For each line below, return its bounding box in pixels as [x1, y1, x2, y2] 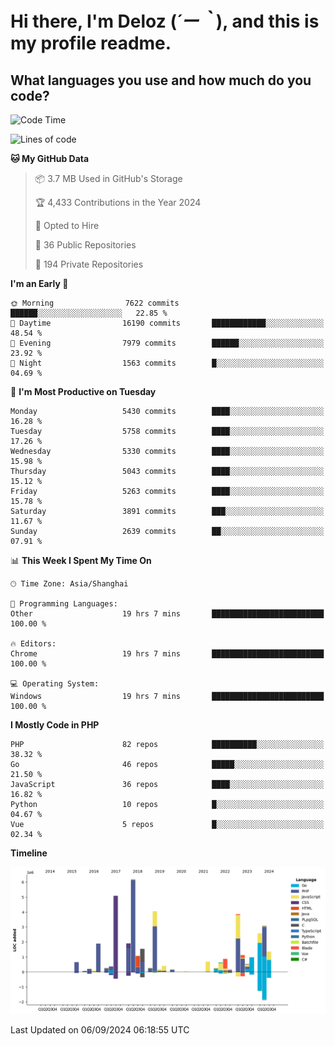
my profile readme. [10, 32, 172, 55]
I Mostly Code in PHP [10, 719, 100, 731]
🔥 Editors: [10, 639, 57, 649]
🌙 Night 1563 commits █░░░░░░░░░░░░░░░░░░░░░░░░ [10, 358, 325, 368]
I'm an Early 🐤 [10, 278, 69, 289]
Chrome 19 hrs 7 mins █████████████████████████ [10, 649, 325, 659]
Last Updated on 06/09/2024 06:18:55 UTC [10, 1024, 190, 1036]
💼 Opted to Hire [34, 220, 100, 231]
